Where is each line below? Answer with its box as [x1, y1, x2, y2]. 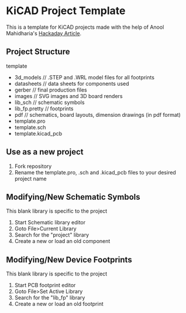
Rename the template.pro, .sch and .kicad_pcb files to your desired [14, 169, 177, 176]
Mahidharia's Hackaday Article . [6, 29, 82, 36]
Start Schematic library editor [14, 219, 86, 226]
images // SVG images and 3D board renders [14, 92, 123, 99]
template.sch [14, 123, 46, 130]
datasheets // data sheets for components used [14, 80, 130, 87]
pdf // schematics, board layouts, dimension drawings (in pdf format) [14, 111, 181, 118]
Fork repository [14, 163, 52, 170]
